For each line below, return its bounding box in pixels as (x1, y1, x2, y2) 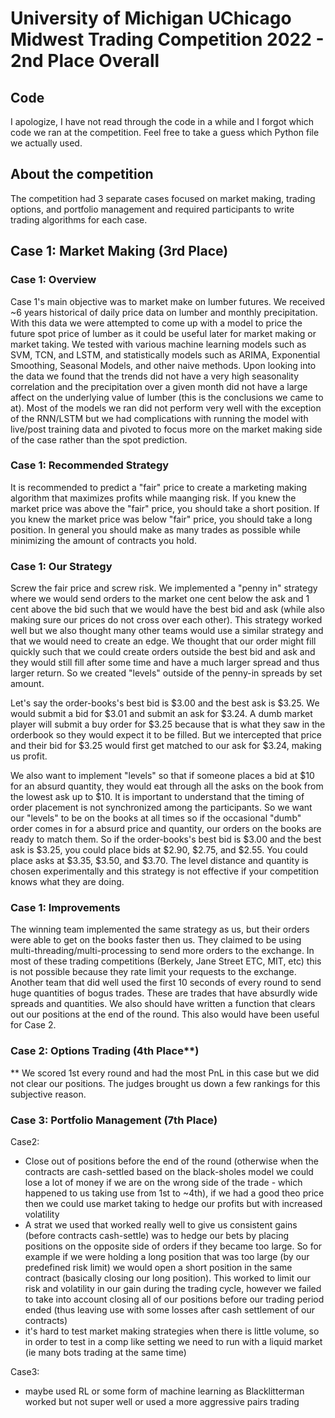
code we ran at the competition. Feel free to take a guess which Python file (10, 127, 320, 138)
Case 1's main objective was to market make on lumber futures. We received (10, 295, 326, 307)
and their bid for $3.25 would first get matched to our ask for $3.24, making (10, 740, 322, 752)
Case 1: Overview (10, 273, 97, 287)
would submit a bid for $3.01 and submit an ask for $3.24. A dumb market (10, 708, 313, 720)
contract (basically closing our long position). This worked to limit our (24, 1272, 311, 1284)
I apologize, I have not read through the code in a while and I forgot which (10, 116, 315, 127)
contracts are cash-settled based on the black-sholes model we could (24, 1165, 314, 1177)
